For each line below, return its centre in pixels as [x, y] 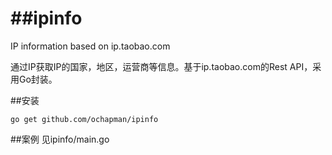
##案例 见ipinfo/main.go [60, 139]
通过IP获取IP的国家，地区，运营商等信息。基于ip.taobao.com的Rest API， [161, 66]
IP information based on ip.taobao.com [90, 46]
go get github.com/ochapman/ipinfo [84, 119]
